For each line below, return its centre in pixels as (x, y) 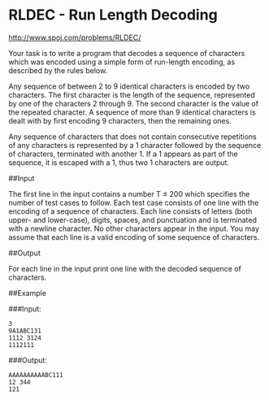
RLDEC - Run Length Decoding (113, 15)
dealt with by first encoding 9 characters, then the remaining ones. (120, 120)
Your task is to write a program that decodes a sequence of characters (127, 53)
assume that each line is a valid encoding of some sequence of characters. (134, 237)
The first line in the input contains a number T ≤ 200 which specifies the (129, 193)
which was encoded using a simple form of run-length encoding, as (122, 62)
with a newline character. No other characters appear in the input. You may (134, 228)
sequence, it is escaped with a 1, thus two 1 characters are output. (119, 162)
